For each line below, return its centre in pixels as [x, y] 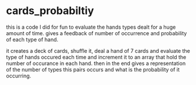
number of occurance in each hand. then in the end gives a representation [96, 63]
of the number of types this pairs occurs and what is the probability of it [93, 69]
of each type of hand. [32, 39]
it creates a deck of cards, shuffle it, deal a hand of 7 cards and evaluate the [98, 50]
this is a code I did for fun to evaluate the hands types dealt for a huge [91, 27]
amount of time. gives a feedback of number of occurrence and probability [97, 33]
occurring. [18, 76]
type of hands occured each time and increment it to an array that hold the [96, 57]
